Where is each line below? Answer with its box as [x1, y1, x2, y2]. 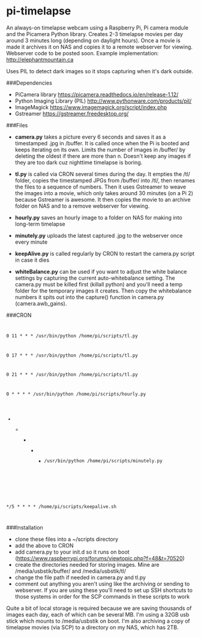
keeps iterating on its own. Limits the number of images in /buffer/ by [14, 146, 186, 153]
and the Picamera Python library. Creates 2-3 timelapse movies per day [6, 30, 183, 37]
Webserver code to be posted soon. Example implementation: [6, 49, 159, 56]
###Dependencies [6, 79, 52, 86]
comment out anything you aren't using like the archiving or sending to [14, 580, 190, 587]
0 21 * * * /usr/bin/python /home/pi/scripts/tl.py [6, 372, 138, 378]
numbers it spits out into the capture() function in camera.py [14, 293, 164, 301]
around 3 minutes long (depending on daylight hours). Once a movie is [6, 37, 181, 44]
